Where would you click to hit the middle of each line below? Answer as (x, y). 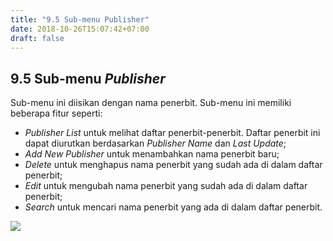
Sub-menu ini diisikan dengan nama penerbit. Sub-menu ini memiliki (151, 103)
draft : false (37, 38)
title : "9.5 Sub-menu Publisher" (80, 19)
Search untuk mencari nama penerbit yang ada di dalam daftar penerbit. (173, 207)
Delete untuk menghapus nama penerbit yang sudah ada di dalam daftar (173, 165)
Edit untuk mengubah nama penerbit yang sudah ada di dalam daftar (166, 186)
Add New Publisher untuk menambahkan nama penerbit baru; (152, 154)
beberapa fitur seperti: (56, 113)
